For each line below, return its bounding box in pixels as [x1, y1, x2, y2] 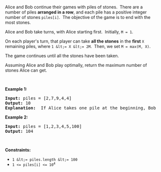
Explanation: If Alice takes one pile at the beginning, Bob [5, 105, 156, 110]
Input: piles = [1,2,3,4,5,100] [5, 124, 82, 129]
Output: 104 [5, 128, 33, 134]
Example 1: [5, 86, 28, 92]
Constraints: [5, 147, 31, 153]
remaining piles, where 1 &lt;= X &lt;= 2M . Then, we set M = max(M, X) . [5, 44, 151, 49]
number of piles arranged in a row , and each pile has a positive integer [5, 9, 147, 15]
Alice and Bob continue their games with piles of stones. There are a [5, 4, 143, 10]
